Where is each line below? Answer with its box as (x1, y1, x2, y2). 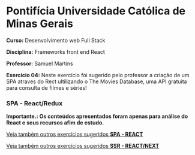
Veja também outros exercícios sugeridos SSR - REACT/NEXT (6, 142, 160, 150)
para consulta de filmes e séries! (6, 84, 87, 91)
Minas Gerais (6, 17, 73, 31)
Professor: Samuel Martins (6, 60, 73, 67)
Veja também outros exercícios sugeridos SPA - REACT (6, 130, 143, 138)
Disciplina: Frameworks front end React (6, 48, 105, 55)
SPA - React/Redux (6, 99, 63, 107)
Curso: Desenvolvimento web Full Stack (6, 37, 106, 44)
